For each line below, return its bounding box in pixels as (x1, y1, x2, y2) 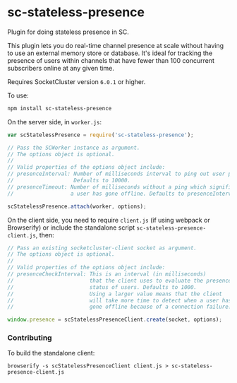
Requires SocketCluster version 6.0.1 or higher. (7, 77, 146, 86)
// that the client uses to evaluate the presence (7, 277, 232, 284)
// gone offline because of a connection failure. (7, 303, 232, 311)
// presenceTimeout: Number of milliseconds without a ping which (7, 183, 207, 191)
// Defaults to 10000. (7, 177, 131, 184)
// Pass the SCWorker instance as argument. (7, 144, 140, 151)
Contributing (7, 333, 52, 343)
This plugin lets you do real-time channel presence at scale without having (7, 41, 224, 49)
